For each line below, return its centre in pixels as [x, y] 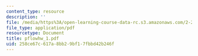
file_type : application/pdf [41, 28]
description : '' [26, 17]
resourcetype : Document [35, 33]
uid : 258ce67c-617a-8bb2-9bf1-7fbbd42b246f [60, 44]
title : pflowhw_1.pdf [33, 38]
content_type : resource [35, 11]
